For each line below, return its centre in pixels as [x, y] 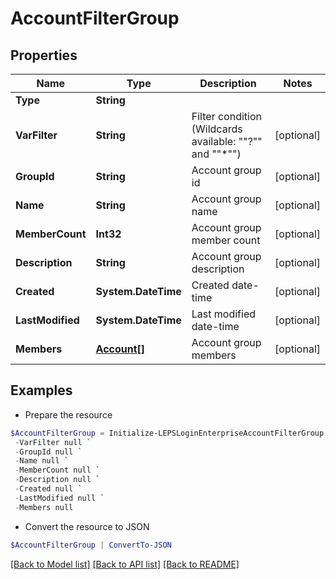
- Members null [44, 507]
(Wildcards [217, 129]
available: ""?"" [227, 141]
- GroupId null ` [48, 452]
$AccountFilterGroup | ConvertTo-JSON [91, 545]
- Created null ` [48, 489]
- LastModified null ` [59, 498]
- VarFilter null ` [53, 442]
